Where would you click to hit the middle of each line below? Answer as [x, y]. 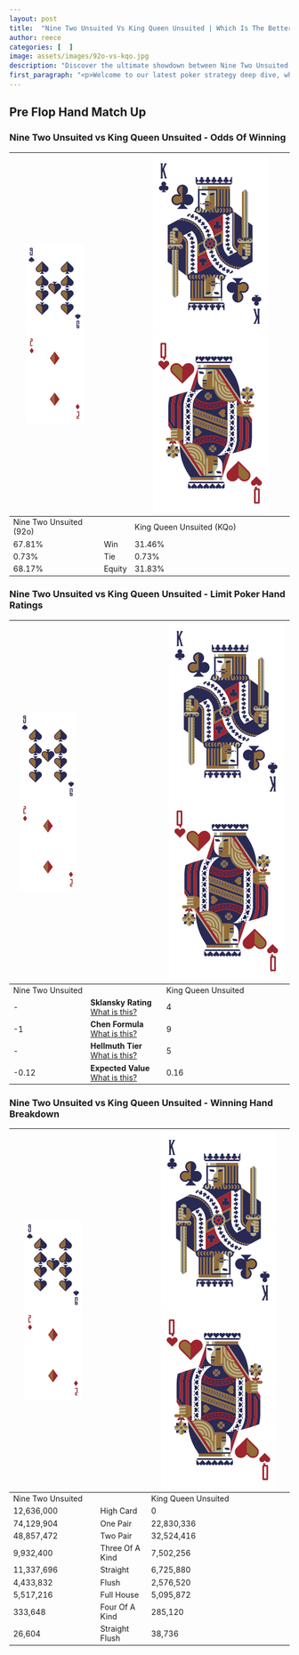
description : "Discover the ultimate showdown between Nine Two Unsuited [149, 66]
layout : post [33, 19]
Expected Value [120, 1068]
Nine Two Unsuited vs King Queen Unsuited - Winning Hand [141, 1103]
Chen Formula [117, 1024]
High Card [119, 1511]
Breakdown [34, 1114]
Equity [115, 569]
